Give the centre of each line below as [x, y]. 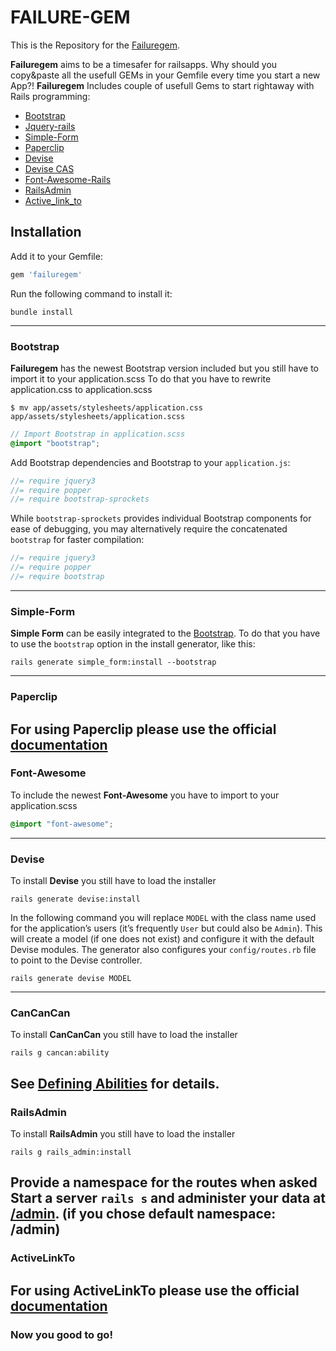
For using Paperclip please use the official [143, 729]
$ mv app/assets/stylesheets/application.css [106, 407]
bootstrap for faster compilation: [77, 540]
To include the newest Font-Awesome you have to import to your [145, 795]
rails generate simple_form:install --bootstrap [113, 662]
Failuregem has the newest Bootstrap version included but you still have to [165, 368]
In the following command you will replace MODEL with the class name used [163, 917]
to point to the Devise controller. [76, 960]
